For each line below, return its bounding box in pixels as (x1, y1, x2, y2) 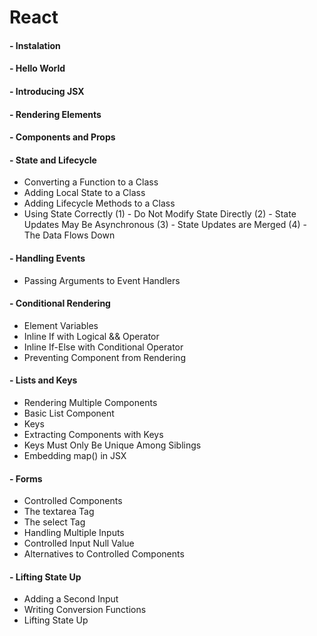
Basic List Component (23, 407, 115, 419)
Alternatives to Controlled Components (23, 548, 185, 560)
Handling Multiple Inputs (23, 527, 125, 539)
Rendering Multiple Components (23, 396, 158, 408)
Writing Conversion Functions (23, 604, 147, 616)
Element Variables (23, 319, 99, 331)
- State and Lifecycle (9, 154, 97, 166)
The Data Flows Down (23, 229, 116, 241)
